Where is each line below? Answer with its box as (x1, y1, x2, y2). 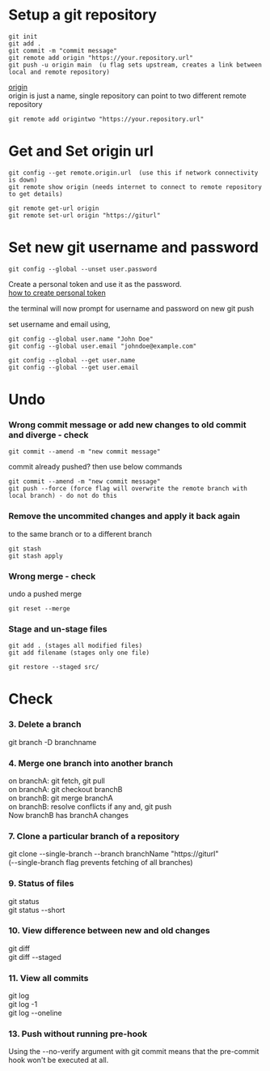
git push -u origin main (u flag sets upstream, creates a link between (8, 61, 263, 69)
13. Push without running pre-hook (8, 1028, 148, 1039)
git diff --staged (8, 952, 62, 962)
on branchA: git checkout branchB (8, 784, 123, 794)
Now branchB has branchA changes (8, 810, 129, 820)
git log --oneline (8, 1008, 62, 1018)
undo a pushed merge (8, 589, 82, 598)
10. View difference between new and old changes (8, 925, 210, 936)
